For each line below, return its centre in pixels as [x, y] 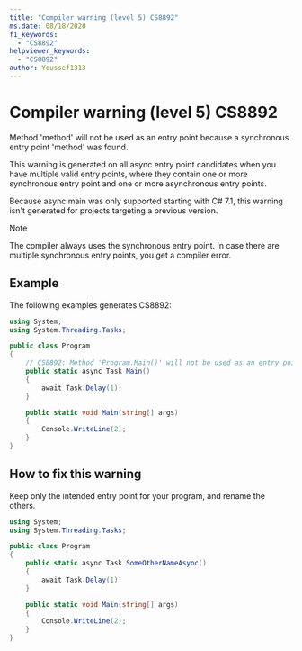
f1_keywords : [34, 34]
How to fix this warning [75, 474]
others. [22, 505]
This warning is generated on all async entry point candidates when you [143, 164]
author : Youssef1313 [48, 68]
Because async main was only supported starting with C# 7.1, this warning [146, 201]
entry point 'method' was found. [69, 147]
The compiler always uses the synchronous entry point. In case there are [145, 245]
